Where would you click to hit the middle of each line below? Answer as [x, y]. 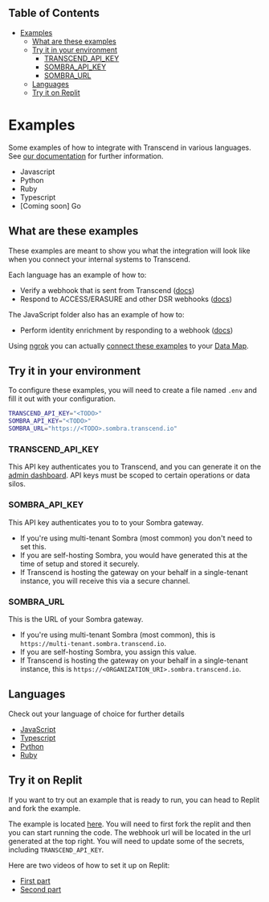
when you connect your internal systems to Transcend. [100, 259]
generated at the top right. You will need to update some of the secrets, [126, 841]
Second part [41, 889]
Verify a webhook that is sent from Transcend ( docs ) [107, 290]
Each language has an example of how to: [77, 275]
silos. [17, 484]
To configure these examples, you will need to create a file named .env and [132, 391]
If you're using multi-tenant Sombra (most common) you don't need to [136, 538]
